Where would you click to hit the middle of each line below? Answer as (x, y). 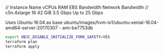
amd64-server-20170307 (32, 28)
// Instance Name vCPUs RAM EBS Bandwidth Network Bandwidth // (77, 7)
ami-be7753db (78, 28)
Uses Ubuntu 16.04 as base (34, 22)
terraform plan (21, 42)
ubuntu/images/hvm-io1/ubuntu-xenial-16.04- (111, 22)
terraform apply (22, 46)
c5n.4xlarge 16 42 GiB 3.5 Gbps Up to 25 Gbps (54, 13)
